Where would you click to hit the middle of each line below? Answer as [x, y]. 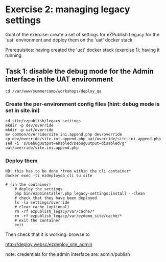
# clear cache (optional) [42, 207]
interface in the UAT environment [59, 80]
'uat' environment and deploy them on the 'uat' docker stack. [69, 40]
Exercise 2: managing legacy [68, 9]
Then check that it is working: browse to [48, 234]
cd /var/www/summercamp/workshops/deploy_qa [53, 91]
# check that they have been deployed [56, 198]
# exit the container [37, 221]
